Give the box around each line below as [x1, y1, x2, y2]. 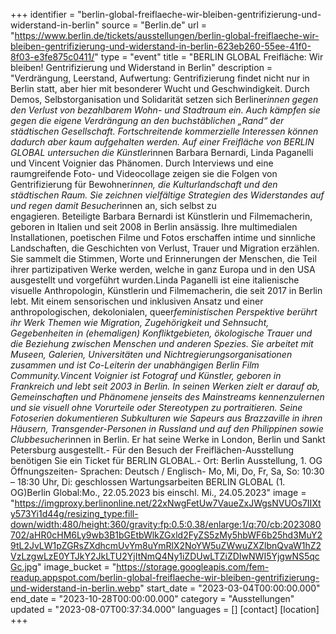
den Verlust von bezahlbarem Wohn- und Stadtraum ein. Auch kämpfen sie [10, 104, 321, 116]
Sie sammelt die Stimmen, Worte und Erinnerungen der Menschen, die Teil [10, 253, 317, 264]
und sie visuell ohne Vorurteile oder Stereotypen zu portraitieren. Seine [10, 402, 303, 413]
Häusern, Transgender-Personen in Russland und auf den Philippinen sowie [10, 423, 324, 434]
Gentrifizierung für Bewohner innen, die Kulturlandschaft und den [10, 179, 278, 190]
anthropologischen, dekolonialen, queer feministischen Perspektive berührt [10, 306, 318, 318]
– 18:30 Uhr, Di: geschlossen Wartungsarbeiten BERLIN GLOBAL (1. [10, 476, 286, 488]
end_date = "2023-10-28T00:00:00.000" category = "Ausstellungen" [10, 593, 295, 604]
